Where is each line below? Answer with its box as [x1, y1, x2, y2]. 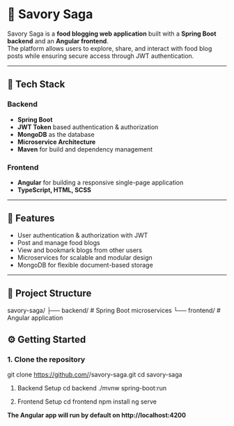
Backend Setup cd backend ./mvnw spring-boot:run [17, 384, 167, 392]
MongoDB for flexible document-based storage [17, 260, 153, 269]
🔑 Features [7, 212, 55, 224]
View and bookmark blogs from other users [17, 246, 143, 254]
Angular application [7, 314, 63, 322]
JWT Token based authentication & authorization [17, 122, 159, 131]
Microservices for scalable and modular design [17, 253, 153, 261]
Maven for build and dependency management [17, 145, 153, 153]
